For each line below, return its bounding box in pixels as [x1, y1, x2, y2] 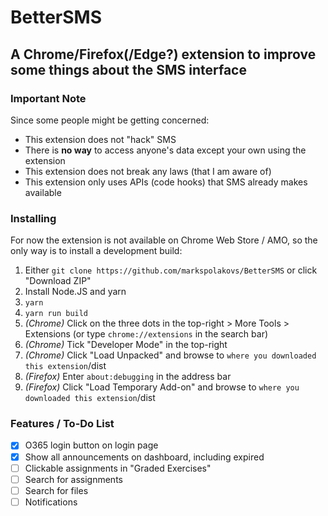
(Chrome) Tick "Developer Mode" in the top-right [24, 339, 228, 351]
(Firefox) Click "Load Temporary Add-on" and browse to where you [24, 381, 300, 393]
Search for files [24, 484, 89, 496]
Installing [10, 211, 57, 225]
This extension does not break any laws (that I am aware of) [24, 165, 272, 177]
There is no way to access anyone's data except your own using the [24, 144, 307, 156]
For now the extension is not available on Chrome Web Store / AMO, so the [10, 234, 318, 246]
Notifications [24, 496, 78, 508]
